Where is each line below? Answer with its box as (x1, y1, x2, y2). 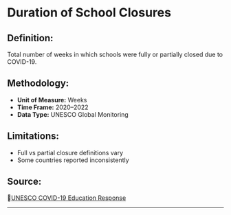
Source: (7, 176, 42, 188)
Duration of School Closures (7, 5, 172, 21)
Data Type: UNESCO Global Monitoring (16, 110, 129, 118)
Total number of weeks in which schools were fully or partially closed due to (7, 50, 223, 58)
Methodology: (7, 78, 69, 89)
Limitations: (7, 131, 60, 142)
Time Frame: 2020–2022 (16, 103, 89, 111)
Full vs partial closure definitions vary (16, 148, 124, 157)
